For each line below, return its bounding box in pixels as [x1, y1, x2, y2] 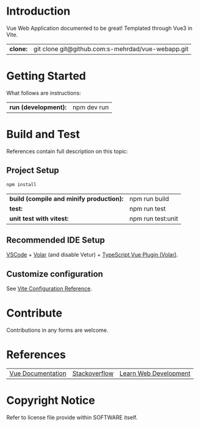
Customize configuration [6, 268, 104, 279]
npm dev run [72, 102, 109, 111]
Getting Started [6, 69, 87, 83]
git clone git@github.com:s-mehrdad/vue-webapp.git [33, 45, 189, 53]
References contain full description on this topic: [6, 148, 128, 155]
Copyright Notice [6, 393, 96, 407]
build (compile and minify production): [9, 194, 124, 203]
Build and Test [6, 127, 80, 142]
